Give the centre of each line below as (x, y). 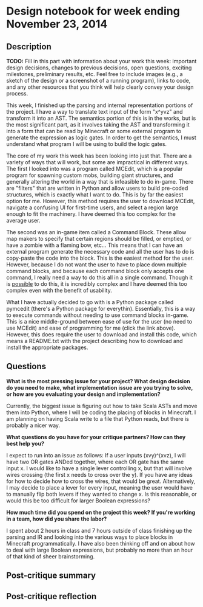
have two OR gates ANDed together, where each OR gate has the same (95, 462)
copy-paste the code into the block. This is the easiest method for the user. (100, 258)
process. (17, 93)
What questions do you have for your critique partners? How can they (96, 437)
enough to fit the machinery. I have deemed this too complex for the (91, 214)
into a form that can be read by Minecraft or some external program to (94, 131)
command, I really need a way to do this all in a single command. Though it (99, 277)
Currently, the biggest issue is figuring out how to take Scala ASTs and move (102, 406)
